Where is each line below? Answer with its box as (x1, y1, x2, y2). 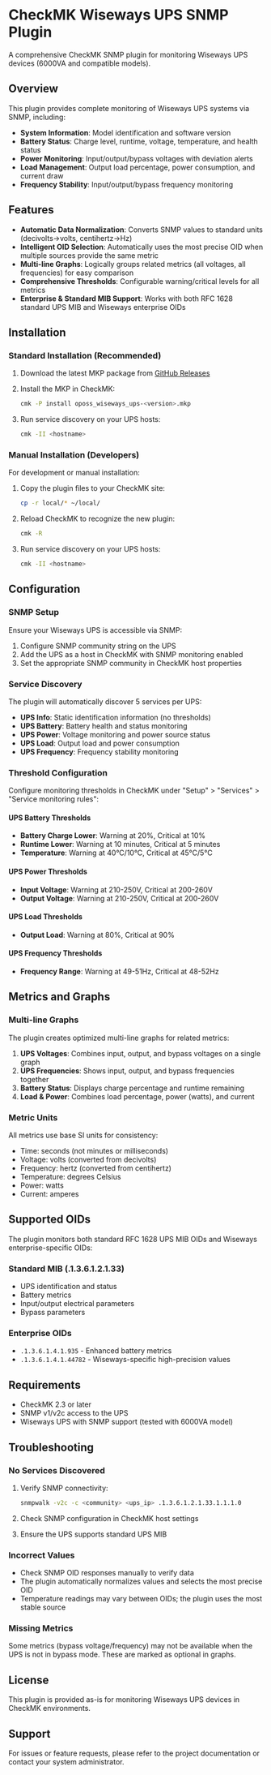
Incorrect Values (8, 1549, 75, 1561)
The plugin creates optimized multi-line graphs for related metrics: (8, 1033, 230, 1042)
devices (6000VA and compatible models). (8, 58, 151, 68)
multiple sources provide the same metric (19, 250, 159, 260)
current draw (19, 170, 64, 180)
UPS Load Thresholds (8, 912, 83, 922)
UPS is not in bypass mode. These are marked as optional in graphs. (8, 1649, 236, 1660)
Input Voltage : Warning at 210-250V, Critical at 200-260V (19, 884, 213, 894)
